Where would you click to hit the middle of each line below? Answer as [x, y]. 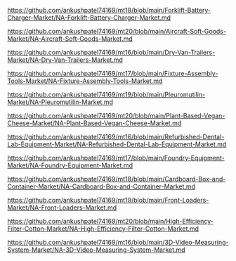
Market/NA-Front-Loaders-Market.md [62, 208]
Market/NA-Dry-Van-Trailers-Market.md [65, 60]
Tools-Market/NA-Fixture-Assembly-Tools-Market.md [85, 81]
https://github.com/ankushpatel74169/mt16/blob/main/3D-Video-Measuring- [118, 242]
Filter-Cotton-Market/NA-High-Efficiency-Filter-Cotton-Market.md [103, 229]
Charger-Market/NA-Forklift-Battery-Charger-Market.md [89, 18]
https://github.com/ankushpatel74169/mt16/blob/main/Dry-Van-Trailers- [111, 52]
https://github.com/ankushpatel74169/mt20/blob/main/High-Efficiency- [111, 221]
